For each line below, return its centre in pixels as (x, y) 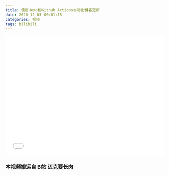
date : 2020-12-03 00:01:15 (34, 15)
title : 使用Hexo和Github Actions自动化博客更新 (52, 10)
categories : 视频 (23, 19)
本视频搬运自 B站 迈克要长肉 (39, 167)
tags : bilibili (21, 24)
